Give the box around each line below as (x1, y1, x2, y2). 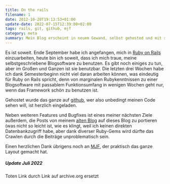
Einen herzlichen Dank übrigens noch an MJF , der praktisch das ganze (5, 143, 153, 149)
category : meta (5, 31, 37, 36)
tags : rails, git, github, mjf (5, 26, 71, 31)
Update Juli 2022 (5, 160, 43, 166)
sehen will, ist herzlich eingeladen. (5, 102, 77, 108)
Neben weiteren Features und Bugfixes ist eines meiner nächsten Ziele (5, 112, 153, 118)
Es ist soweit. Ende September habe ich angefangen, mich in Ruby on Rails (5, 49, 161, 56)
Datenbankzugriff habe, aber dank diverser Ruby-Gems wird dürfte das (5, 128, 154, 134)
